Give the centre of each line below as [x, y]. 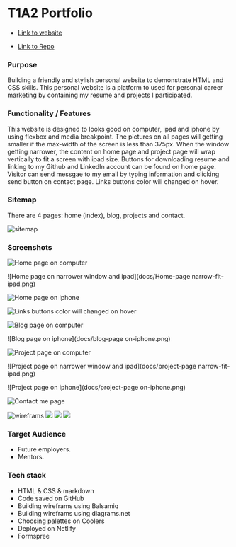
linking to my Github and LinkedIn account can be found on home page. [112, 166]
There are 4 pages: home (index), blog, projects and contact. [96, 215]
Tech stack [27, 476]
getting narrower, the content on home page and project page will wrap [112, 151]
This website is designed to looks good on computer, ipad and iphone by [113, 129]
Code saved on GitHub [51, 498]
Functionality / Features [49, 113]
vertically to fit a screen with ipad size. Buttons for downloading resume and [118, 159]
